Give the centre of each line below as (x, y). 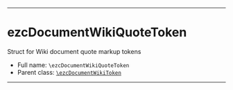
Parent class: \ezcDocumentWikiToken (69, 72)
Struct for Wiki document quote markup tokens (74, 51)
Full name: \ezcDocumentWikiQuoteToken (73, 65)
